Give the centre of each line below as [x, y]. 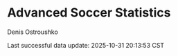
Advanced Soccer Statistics [89, 13]
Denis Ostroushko [33, 32]
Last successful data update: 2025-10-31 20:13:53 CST [86, 45]
